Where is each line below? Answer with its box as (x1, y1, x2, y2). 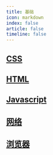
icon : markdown (6, 14, 44, 21)
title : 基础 (6, 8, 34, 15)
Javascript (6, 95, 47, 105)
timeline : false (6, 31, 46, 37)
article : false (6, 25, 44, 32)
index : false (6, 20, 39, 26)
